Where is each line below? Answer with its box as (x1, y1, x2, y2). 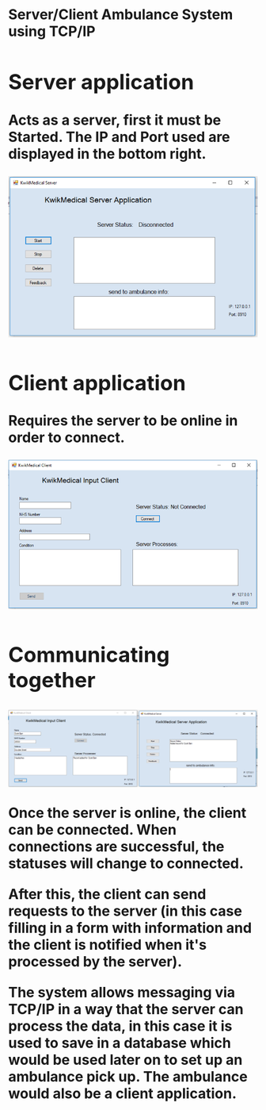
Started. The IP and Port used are (8, 128, 231, 146)
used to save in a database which (8, 1034, 231, 1052)
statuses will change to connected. (8, 855, 244, 873)
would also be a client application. (8, 1085, 237, 1103)
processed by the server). (8, 953, 183, 971)
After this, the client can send (8, 885, 207, 904)
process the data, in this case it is (8, 1017, 233, 1035)
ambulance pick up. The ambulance (8, 1068, 248, 1086)
